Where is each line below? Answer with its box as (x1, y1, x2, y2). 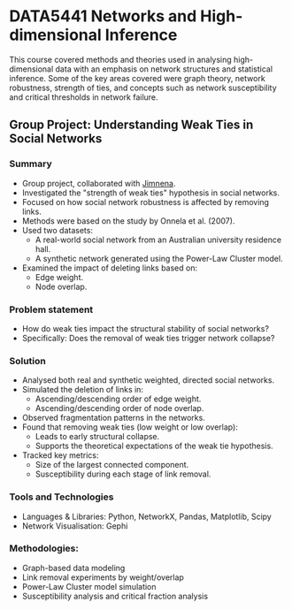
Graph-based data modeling (21, 562, 126, 573)
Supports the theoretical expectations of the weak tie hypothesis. (35, 440, 273, 452)
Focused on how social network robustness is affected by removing (21, 196, 270, 207)
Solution (9, 355, 47, 367)
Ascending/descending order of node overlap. (35, 403, 204, 414)
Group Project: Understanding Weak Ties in (9, 118, 254, 133)
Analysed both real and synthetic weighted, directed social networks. (21, 375, 275, 385)
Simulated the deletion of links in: (21, 385, 144, 395)
